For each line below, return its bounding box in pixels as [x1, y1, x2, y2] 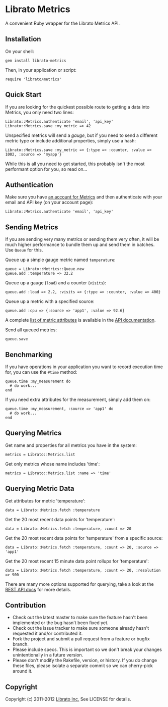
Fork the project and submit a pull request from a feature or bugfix [12, 636, 150, 642]
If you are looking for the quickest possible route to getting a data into [5, 104, 150, 110]
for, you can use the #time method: [5, 369, 77, 375]
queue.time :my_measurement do [5, 379, 71, 384]
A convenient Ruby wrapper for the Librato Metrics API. [5, 20, 120, 26]
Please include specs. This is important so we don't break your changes [12, 646, 162, 652]
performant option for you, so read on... [5, 166, 88, 172]
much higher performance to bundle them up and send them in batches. [5, 241, 155, 248]
